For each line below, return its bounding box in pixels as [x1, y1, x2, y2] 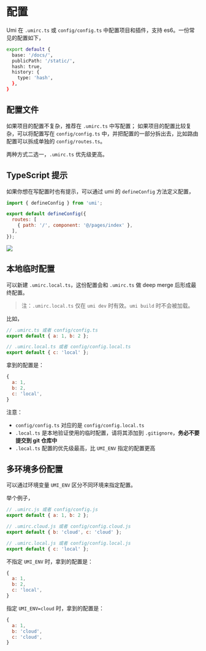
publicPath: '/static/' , [12, 58, 75, 64]
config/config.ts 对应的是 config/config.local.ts [15, 421, 145, 428]
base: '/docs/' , [12, 52, 53, 58]
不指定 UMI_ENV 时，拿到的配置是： [6, 558, 93, 565]
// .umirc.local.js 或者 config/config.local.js [6, 540, 131, 546]
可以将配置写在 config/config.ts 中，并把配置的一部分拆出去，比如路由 [17, 129, 199, 137]
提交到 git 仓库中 [15, 436, 58, 444]
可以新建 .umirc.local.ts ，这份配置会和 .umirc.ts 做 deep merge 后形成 [6, 281, 191, 288]
